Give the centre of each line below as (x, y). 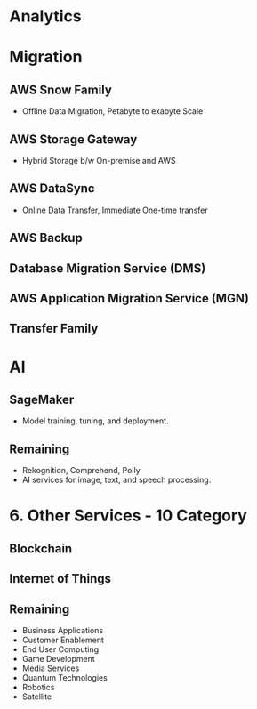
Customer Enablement (63, 640)
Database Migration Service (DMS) (108, 268)
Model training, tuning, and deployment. (95, 421)
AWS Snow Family (61, 89)
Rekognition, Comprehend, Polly (81, 471)
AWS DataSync (52, 189)
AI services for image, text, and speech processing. (116, 480)
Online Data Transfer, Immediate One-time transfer (115, 210)
